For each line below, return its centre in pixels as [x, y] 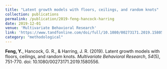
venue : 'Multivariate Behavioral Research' [51, 28]
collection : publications [32, 14]
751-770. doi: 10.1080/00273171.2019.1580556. [52, 62]
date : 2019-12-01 [23, 23]
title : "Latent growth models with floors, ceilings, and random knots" [82, 10]
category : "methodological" [34, 37]
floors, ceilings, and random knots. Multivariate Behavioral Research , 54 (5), [83, 56]
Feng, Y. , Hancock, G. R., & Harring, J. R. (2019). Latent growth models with [83, 51]
